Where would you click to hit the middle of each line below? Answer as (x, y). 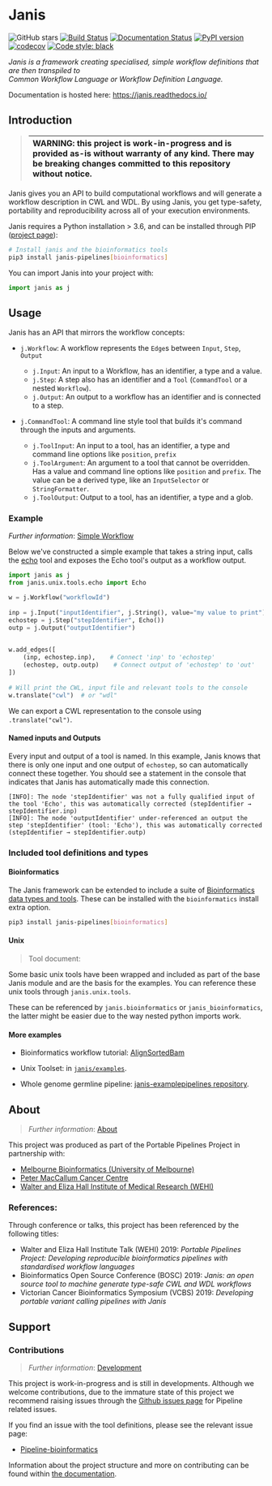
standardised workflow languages (77, 1267)
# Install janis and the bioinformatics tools (88, 249)
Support (30, 1326)
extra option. (30, 907)
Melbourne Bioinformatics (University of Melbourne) (107, 1169)
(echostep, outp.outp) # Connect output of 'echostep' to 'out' (139, 665)
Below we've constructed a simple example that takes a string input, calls (131, 552)
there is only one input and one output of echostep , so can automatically (128, 764)
